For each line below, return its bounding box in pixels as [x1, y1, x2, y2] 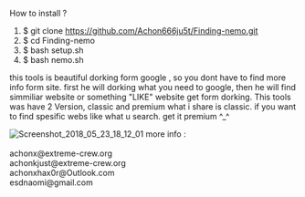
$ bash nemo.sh [22, 55, 84, 65]
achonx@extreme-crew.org [9, 148, 112, 159]
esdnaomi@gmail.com [9, 177, 94, 188]
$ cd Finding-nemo [22, 36, 96, 46]
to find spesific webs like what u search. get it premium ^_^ [9, 111, 230, 121]
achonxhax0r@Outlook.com [9, 168, 115, 178]
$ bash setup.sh [22, 45, 84, 56]
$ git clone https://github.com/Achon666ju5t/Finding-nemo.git [22, 26, 258, 36]
